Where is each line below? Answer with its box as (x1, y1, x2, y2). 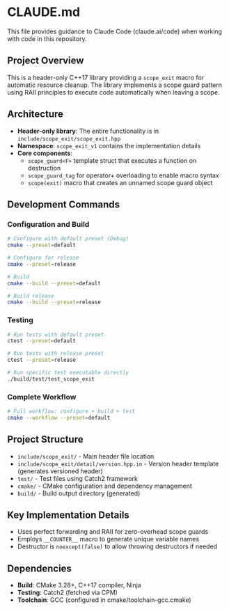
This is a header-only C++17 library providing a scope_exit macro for (7, 73, 204, 81)
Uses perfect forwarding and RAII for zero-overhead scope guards (17, 527, 209, 536)
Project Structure (7, 434, 84, 445)
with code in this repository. (7, 34, 87, 42)
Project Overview (7, 55, 84, 67)
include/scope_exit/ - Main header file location (17, 452, 155, 460)
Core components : (17, 149, 73, 157)
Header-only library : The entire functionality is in (17, 127, 159, 135)
